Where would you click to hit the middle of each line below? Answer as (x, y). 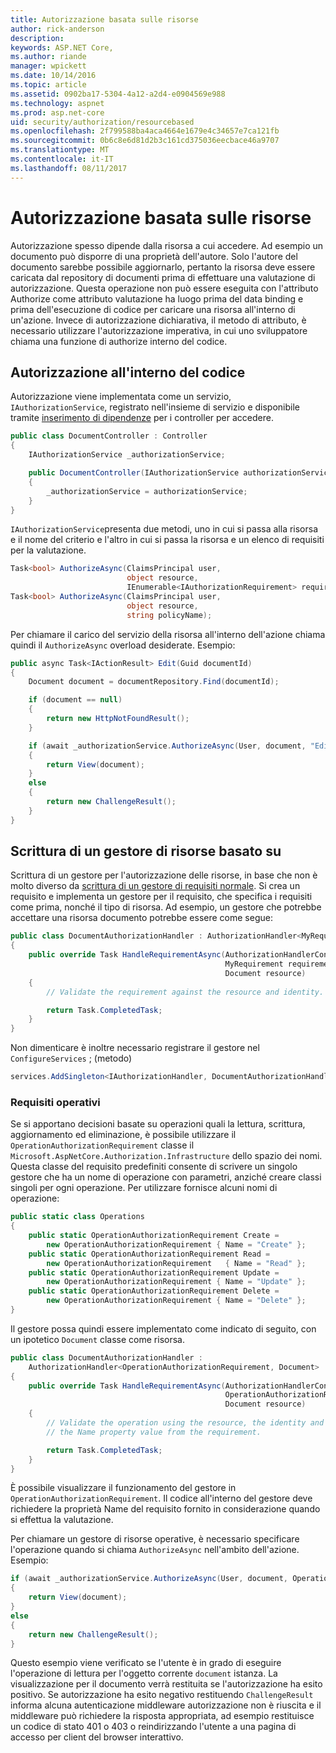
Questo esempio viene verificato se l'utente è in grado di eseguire (146, 1663)
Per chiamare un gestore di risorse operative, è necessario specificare (155, 1539)
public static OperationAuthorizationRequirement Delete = (154, 1291)
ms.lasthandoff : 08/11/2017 (69, 168)
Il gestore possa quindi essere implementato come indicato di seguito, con (163, 1328)
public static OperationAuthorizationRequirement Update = (154, 1272)
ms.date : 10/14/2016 (53, 76)
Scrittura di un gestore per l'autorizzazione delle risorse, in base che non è (164, 875)
